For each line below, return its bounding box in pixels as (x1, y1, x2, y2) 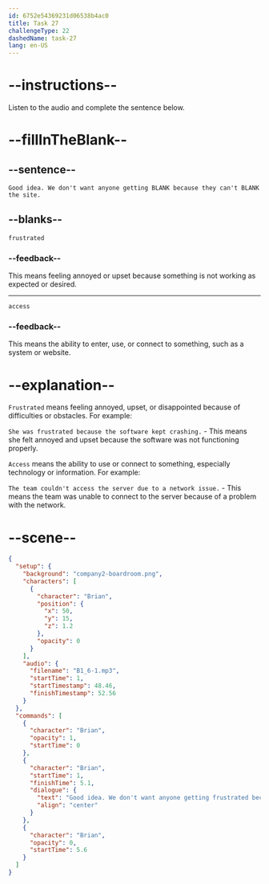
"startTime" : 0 (29, 742, 81, 750)
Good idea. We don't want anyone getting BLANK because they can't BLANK (8, 184, 260, 193)
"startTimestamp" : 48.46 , (29, 682, 116, 690)
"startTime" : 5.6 (29, 846, 88, 854)
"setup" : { (15, 563, 52, 571)
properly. (8, 443, 38, 454)
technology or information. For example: (8, 467, 141, 478)
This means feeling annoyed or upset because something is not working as (8, 271, 256, 281)
